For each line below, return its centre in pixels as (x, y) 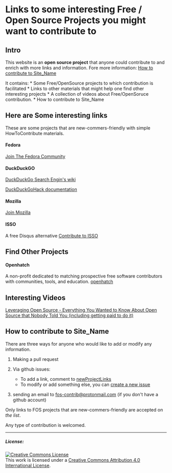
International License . (28, 465)
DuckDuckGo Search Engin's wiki (40, 180)
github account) (29, 400)
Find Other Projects (37, 252)
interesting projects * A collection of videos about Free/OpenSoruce (77, 94)
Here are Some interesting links (56, 115)
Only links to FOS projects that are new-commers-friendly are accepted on (84, 410)
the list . (13, 415)
